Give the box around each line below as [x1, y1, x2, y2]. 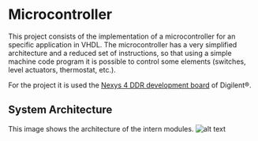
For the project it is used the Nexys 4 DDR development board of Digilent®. [8, 80, 252, 90]
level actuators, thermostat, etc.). [8, 65, 116, 74]
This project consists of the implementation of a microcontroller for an [8, 32, 236, 41]
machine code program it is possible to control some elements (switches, [8, 57, 246, 66]
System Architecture [8, 103, 113, 117]
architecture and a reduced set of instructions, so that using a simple [8, 48, 232, 58]
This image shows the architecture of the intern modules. [8, 124, 194, 133]
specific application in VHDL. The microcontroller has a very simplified [8, 39, 237, 49]
